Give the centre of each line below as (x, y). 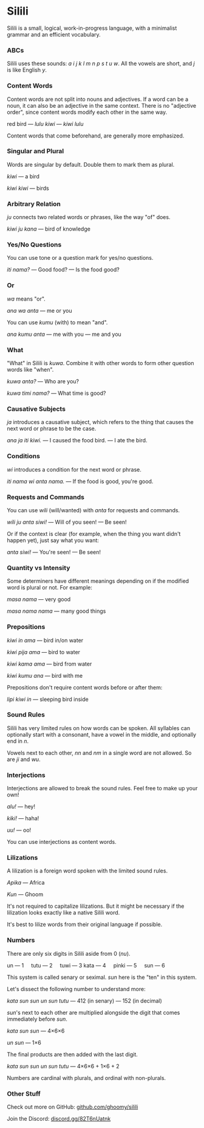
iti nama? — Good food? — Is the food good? (63, 270)
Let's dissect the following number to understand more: (76, 989)
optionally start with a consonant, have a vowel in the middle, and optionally (102, 734)
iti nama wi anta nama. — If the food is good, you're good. (80, 481)
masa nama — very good (39, 599)
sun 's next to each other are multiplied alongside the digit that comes (93, 1012)
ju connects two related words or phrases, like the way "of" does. (89, 217)
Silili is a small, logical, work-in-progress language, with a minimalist (92, 28)
